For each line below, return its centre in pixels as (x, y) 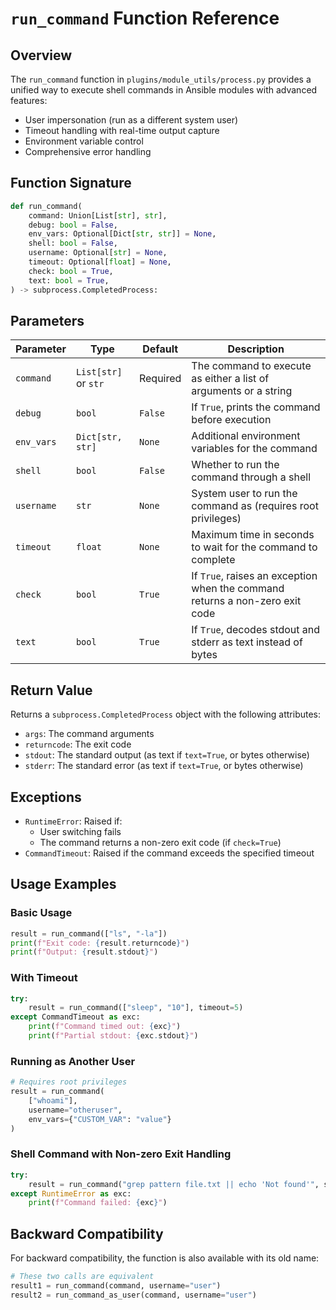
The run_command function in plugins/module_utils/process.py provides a (161, 79)
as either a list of (230, 379)
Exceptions (46, 797)
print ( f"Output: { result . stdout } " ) (84, 952)
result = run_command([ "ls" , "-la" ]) (89, 933)
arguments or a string (242, 391)
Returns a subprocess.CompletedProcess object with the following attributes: (166, 714)
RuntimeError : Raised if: (73, 821)
